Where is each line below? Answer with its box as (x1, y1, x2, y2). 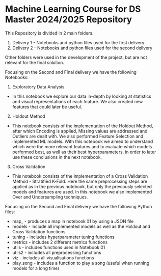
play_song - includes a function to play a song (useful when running (12, 260, 150, 266)
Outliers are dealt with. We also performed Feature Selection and (12, 133, 144, 139)
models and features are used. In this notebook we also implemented (12, 189, 152, 194)
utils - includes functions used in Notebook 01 (12, 244, 106, 250)
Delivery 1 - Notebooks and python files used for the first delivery (12, 39, 145, 45)
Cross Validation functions (12, 228, 66, 234)
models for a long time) (12, 265, 60, 271)
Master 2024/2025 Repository (5, 14, 133, 25)
